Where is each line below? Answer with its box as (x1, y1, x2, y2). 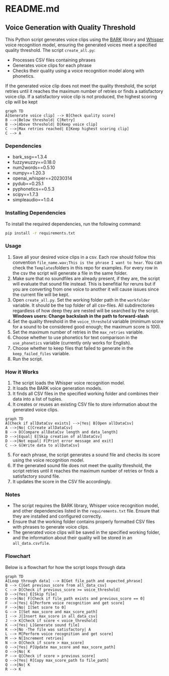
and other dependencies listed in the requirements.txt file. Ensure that (12, 508, 159, 514)
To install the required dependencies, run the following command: (5, 220, 142, 227)
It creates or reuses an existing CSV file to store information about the (12, 402, 157, 408)
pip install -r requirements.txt (5, 231, 75, 236)
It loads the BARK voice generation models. (12, 385, 103, 391)
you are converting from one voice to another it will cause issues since (12, 286, 159, 292)
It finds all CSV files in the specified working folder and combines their (12, 390, 159, 397)
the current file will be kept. (12, 291, 69, 298)
